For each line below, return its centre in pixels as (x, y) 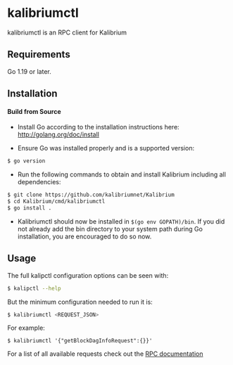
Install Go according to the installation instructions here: (98, 127)
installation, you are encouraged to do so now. (84, 236)
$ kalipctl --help (34, 288)
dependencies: (39, 182)
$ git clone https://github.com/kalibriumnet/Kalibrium (91, 195)
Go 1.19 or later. (29, 71)
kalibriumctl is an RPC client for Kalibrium (67, 32)
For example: (26, 328)
